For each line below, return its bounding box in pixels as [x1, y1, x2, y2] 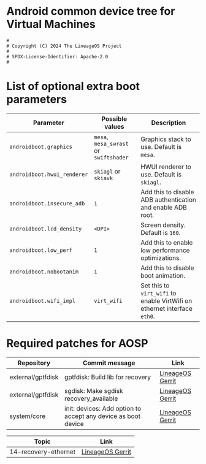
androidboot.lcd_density [9, 225, 82, 232]
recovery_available [64, 394, 118, 403]
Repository [17, 359, 51, 367]
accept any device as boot [64, 412, 141, 420]
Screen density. [140, 221, 186, 229]
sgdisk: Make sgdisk [64, 386, 123, 395]
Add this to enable [140, 238, 193, 246]
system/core [9, 412, 46, 420]
